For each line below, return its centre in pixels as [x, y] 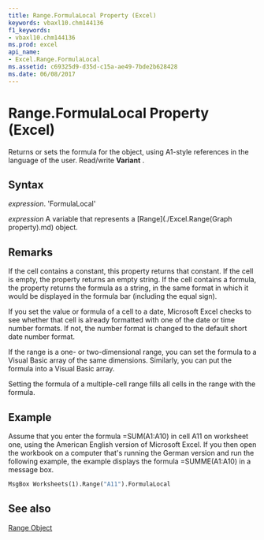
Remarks [31, 252]
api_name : [24, 52]
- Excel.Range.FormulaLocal [54, 60]
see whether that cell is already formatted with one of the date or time [121, 320]
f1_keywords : [30, 30]
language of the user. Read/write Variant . [76, 160]
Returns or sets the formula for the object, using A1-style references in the [129, 151]
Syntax [26, 185]
